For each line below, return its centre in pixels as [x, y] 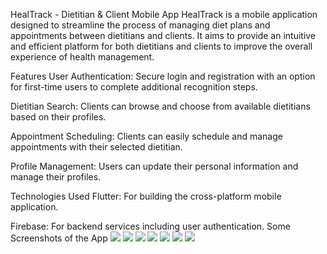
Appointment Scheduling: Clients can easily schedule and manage [146, 136]
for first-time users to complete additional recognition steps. [134, 87]
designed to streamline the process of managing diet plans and [140, 25]
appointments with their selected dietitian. [96, 147]
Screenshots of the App [59, 238]
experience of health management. [82, 57]
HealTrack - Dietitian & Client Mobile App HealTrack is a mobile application [164, 14]
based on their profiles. [58, 117]
